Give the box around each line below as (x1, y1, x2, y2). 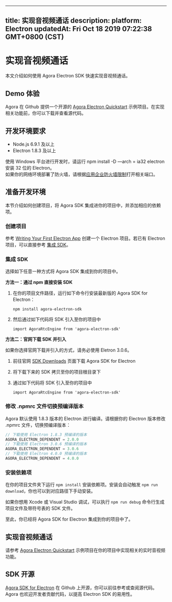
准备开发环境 (5, 188, 46, 196)
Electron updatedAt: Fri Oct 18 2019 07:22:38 (5, 25, 152, 33)
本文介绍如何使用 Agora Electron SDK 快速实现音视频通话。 (5, 73, 131, 79)
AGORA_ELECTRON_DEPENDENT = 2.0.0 (5, 437, 79, 442)
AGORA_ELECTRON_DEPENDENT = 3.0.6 (5, 446, 79, 451)
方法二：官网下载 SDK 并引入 (5, 336, 67, 342)
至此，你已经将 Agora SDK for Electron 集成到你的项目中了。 (5, 516, 133, 523)
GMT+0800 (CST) (5, 33, 64, 41)
